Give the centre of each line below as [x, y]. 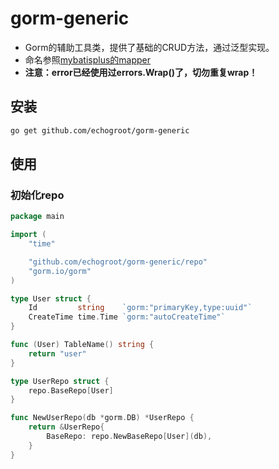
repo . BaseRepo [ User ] [71, 390]
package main [37, 217]
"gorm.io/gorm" [60, 271]
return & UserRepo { [66, 427]
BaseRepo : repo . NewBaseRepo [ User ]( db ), [129, 437]
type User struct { [51, 298]
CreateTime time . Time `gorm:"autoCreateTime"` [127, 317]
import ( [28, 235]
